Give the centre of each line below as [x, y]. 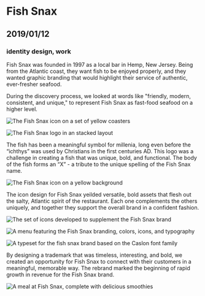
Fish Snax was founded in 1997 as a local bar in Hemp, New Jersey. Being [100, 64]
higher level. [22, 109]
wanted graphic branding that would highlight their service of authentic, [97, 77]
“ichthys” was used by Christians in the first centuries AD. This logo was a [100, 151]
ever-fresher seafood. [34, 84]
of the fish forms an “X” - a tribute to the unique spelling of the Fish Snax [99, 164]
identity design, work [39, 51]
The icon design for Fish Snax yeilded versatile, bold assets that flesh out [99, 194]
